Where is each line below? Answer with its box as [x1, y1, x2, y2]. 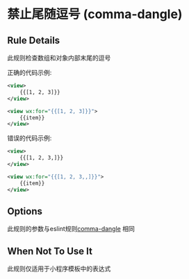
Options [7, 205, 43, 217]
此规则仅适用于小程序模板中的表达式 [7, 264, 111, 273]
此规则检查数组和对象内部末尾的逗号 [7, 53, 111, 62]
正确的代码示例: [7, 69, 52, 76]
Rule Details [7, 34, 60, 46]
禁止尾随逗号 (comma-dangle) [7, 6, 183, 22]
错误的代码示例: [7, 134, 52, 142]
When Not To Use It [7, 245, 92, 257]
